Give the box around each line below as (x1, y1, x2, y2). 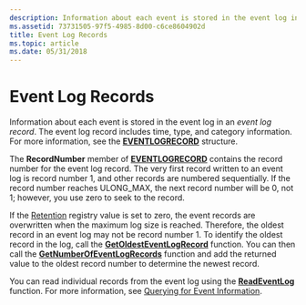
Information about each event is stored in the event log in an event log (9, 117, 272, 127)
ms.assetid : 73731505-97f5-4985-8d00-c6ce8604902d (9, 22, 206, 31)
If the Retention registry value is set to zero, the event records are (9, 210, 256, 221)
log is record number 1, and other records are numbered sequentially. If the (9, 173, 291, 184)
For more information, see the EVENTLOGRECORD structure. (9, 136, 239, 147)
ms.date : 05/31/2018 (9, 47, 88, 56)
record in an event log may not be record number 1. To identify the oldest (9, 229, 283, 240)
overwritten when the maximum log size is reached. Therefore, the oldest (9, 219, 284, 230)
